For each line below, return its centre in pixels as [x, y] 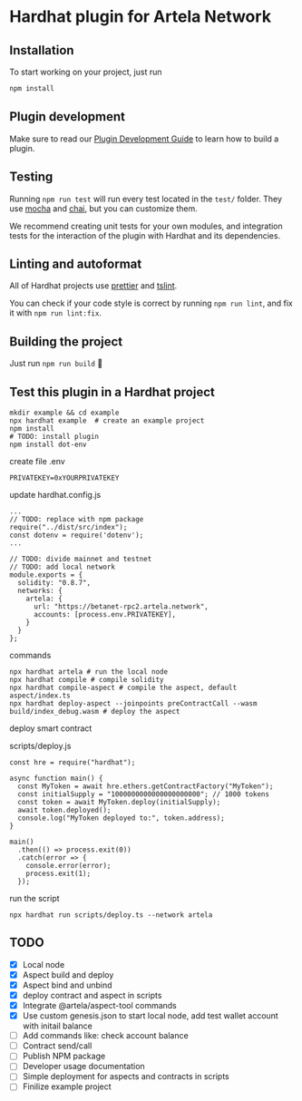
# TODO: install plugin [54, 436]
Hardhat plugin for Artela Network [141, 17]
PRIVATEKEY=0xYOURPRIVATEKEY [64, 478]
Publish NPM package [64, 1056]
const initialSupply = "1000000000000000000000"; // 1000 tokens [144, 794]
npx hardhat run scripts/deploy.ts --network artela [111, 915]
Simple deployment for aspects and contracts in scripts [126, 1077]
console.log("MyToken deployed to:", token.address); [121, 818]
